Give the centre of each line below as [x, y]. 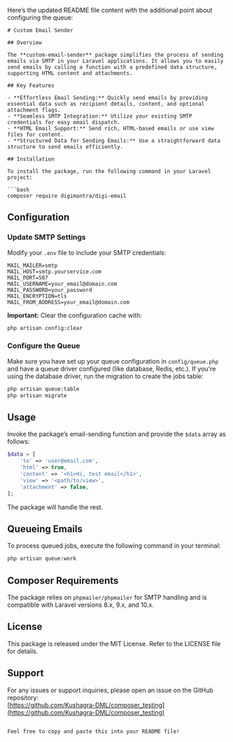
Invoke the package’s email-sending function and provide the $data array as [116, 434]
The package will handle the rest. [55, 507]
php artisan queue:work [42, 559]
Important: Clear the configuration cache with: [75, 315]
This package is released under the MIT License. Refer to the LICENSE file [114, 643]
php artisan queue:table [43, 389]
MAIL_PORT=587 [28, 277]
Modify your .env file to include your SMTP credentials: [87, 252]
